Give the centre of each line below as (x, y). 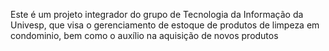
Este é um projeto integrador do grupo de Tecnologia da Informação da (157, 14)
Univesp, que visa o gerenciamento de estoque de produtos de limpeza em (165, 25)
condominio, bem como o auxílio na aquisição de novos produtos (144, 35)
